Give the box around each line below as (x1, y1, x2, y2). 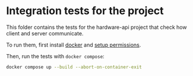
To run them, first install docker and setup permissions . (6, 41, 141, 48)
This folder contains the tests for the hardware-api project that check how (6, 24, 187, 31)
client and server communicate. (6, 29, 84, 37)
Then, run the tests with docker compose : (6, 52, 105, 60)
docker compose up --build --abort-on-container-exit (6, 64, 143, 70)
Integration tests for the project (6, 4, 164, 18)
